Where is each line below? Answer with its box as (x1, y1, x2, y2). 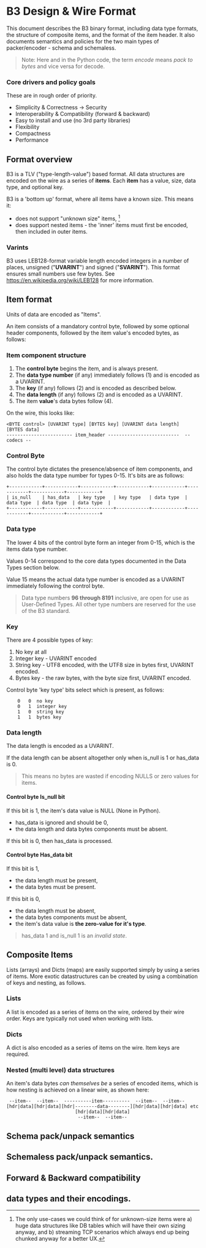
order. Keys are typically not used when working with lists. (6, 1014, 154, 1022)
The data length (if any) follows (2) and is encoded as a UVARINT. (15, 391, 183, 398)
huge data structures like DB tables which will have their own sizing (15, 1222, 186, 1230)
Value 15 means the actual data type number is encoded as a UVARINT (6, 576, 185, 583)
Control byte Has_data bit (6, 851, 73, 858)
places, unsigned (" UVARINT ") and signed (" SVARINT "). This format (6, 264, 180, 271)
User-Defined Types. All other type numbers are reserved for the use (21, 600, 196, 608)
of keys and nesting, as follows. (6, 979, 86, 986)
